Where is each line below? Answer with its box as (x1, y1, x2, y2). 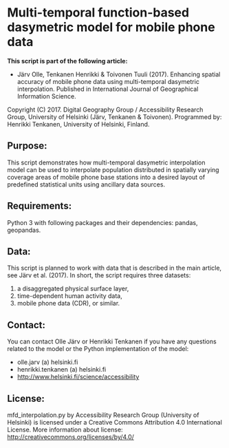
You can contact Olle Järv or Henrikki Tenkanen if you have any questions (7, 337, 217, 345)
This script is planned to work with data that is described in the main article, (7, 264, 222, 273)
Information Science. (17, 92, 77, 100)
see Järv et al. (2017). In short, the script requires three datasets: (7, 271, 191, 279)
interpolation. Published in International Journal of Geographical (17, 85, 199, 93)
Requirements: (7, 200, 72, 212)
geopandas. (7, 226, 41, 234)
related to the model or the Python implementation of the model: (7, 345, 189, 353)
